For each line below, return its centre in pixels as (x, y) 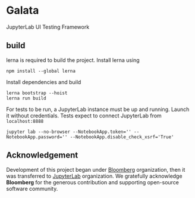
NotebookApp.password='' (37, 137)
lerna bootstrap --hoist (37, 93)
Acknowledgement (42, 155)
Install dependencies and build (44, 82)
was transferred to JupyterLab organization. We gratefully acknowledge (94, 176)
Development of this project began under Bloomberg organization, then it (96, 169)
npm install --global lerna (41, 71)
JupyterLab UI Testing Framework (48, 27)
